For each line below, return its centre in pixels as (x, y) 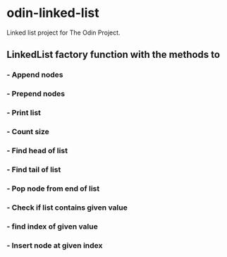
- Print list (24, 113)
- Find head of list (37, 150)
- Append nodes (35, 75)
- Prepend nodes (36, 94)
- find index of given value (52, 226)
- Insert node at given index (55, 245)
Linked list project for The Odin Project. (63, 32)
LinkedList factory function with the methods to (113, 55)
